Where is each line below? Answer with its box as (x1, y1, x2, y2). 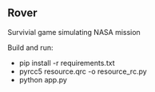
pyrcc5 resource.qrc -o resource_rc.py (18, 67, 147, 76)
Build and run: (7, 43, 54, 52)
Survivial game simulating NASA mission (7, 27, 141, 36)
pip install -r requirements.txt (18, 58, 115, 67)
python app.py (18, 75, 67, 84)
